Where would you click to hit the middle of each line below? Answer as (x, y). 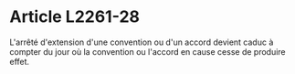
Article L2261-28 (74, 17)
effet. (20, 61)
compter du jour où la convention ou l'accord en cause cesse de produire (147, 51)
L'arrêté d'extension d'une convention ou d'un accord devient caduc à (142, 42)
